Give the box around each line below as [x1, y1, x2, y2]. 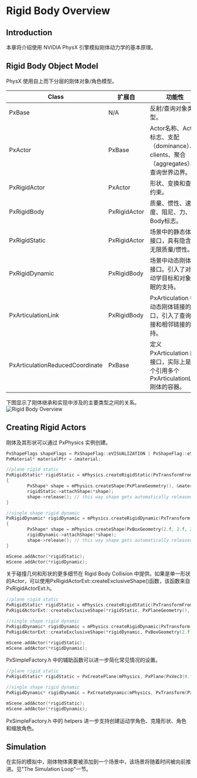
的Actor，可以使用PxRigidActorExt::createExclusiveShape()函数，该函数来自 [6, 578, 191, 585]
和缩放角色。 [6, 725, 37, 732]
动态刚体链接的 [150, 303, 192, 311]
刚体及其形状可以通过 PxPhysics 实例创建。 [6, 439, 111, 446]
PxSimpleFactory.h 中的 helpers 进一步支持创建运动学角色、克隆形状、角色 [6, 717, 187, 724]
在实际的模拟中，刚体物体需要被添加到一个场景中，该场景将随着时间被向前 [6, 758, 186, 765]
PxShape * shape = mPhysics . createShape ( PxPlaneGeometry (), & [27, 483, 180, 489]
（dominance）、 [150, 142, 196, 150]
